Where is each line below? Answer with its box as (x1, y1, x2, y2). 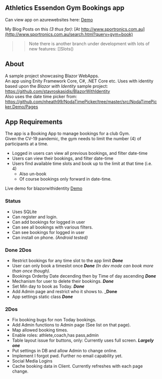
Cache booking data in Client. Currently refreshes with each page (12, 363, 143, 369)
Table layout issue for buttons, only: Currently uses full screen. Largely (12, 337, 154, 344)
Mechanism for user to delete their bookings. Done (12, 279, 114, 284)
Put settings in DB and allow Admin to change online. (12, 348, 118, 354)
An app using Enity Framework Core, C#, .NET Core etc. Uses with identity (5, 78, 154, 84)
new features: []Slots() (29, 46, 74, 51)
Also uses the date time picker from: (5, 93, 77, 99)
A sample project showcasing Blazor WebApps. (5, 73, 99, 79)
